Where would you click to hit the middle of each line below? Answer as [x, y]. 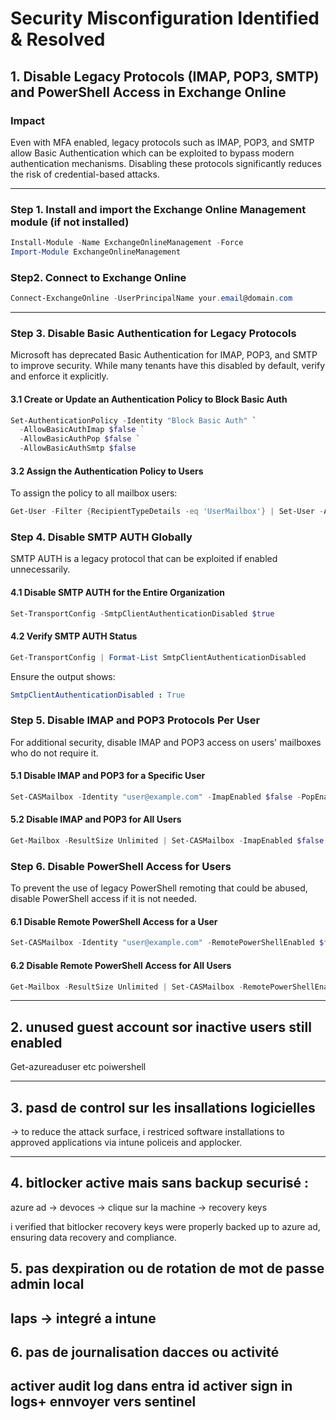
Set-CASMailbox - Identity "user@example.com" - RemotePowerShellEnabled [162, 943]
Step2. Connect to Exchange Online [98, 277]
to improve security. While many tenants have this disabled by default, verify [168, 366]
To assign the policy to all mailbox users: [94, 493]
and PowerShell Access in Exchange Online [148, 92]
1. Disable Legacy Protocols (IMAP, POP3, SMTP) [165, 76]
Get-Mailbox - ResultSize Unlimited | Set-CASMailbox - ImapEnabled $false [167, 841]
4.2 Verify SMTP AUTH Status [74, 636]
